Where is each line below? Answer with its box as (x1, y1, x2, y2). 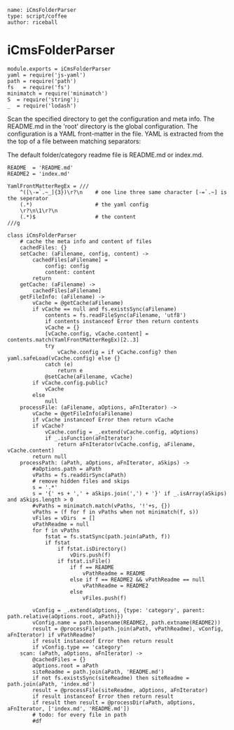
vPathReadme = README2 (82, 582, 149, 589)
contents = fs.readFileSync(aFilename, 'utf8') (44, 311, 187, 319)
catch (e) (44, 360, 74, 368)
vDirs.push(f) (69, 552, 111, 559)
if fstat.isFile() (57, 557, 111, 565)
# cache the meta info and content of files (20, 237, 152, 245)
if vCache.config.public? (32, 379, 109, 386)
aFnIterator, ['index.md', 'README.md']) (7, 705, 130, 712)
